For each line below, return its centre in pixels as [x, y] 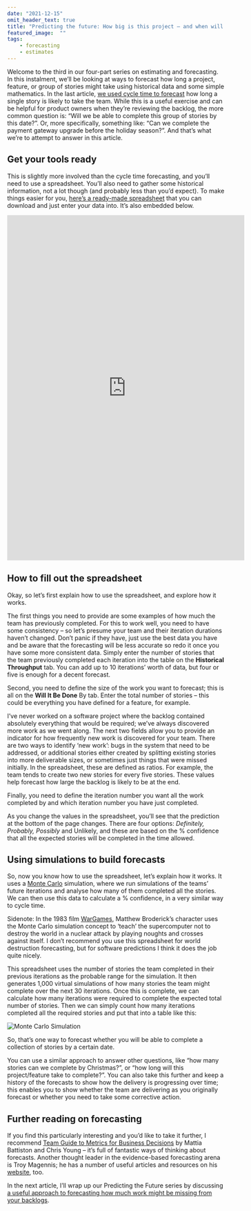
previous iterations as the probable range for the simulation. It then [102, 976]
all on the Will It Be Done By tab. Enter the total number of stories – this [108, 695]
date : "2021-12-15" [35, 13]
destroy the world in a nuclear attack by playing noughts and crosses [105, 933]
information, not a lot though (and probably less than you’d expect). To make [116, 191]
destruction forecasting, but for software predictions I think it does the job [112, 948]
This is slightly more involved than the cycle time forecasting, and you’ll [109, 176]
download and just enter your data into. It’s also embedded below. [101, 205]
